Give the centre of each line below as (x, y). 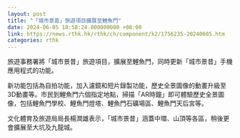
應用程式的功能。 (32, 70)
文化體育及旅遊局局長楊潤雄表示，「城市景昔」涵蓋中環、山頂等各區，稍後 (115, 119)
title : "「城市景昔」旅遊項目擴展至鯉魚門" (64, 21)
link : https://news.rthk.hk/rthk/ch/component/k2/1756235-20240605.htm (116, 34)
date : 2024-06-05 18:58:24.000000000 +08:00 (75, 27)
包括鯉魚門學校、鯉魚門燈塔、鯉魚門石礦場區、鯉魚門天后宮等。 (114, 103)
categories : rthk (33, 41)
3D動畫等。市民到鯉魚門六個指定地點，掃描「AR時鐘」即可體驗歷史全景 (113, 95)
